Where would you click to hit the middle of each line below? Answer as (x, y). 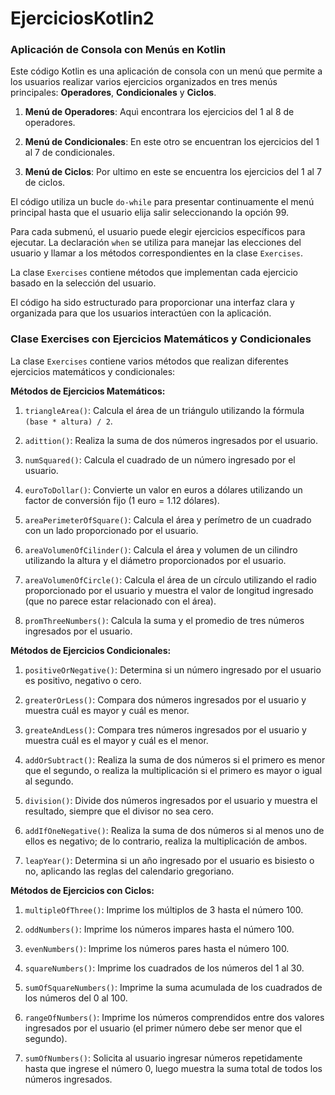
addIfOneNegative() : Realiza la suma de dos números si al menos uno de (174, 830)
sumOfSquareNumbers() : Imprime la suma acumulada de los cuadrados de (173, 987)
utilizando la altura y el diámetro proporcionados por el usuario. (155, 560)
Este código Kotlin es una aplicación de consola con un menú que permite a (166, 71)
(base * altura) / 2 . (68, 421)
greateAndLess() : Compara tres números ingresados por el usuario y (165, 729)
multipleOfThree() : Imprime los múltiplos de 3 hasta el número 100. (164, 909)
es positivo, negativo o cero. (83, 680)
